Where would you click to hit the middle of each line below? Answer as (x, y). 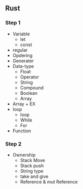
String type (32, 171)
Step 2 (13, 144)
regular (20, 50)
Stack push (32, 165)
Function (22, 131)
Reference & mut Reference (49, 181)
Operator (30, 77)
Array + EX (24, 104)
